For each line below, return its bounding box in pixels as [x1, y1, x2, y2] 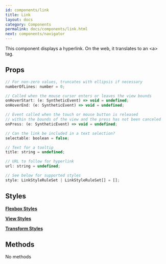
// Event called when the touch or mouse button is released [5, 112, 138, 117]
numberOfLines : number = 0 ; [5, 84, 65, 89]
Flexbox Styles [5, 206, 37, 212]
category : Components [5, 22, 52, 27]
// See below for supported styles [5, 173, 81, 178]
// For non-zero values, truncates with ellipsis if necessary [5, 79, 143, 85]
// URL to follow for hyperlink [5, 159, 74, 164]
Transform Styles [5, 225, 43, 231]
